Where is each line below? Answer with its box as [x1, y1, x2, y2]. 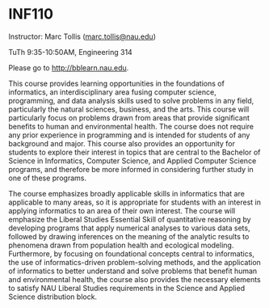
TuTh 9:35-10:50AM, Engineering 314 [8, 47, 133, 57]
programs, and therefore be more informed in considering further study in [8, 164, 254, 174]
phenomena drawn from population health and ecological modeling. [8, 240, 234, 250]
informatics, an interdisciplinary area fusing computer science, [8, 86, 216, 97]
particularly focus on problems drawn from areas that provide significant [8, 112, 250, 122]
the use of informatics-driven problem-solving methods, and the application [8, 257, 261, 267]
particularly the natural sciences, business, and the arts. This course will [8, 104, 250, 114]
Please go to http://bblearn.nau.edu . [8, 62, 129, 73]
